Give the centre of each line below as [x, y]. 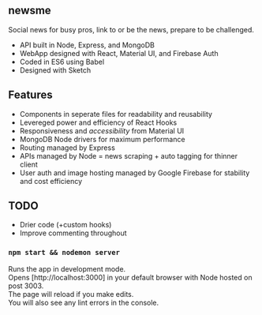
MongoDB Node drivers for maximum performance [102, 139]
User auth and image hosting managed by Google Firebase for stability [135, 172]
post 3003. [26, 286]
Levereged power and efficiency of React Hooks [98, 122]
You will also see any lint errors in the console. [84, 302]
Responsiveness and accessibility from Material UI [102, 130]
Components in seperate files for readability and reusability [116, 114]
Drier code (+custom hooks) [65, 225]
